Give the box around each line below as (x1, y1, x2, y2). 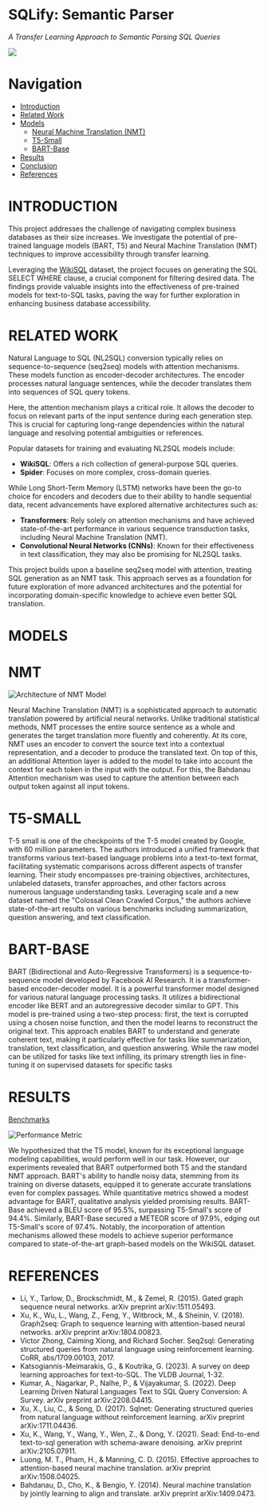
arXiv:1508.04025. (19, 1472, 81, 1481)
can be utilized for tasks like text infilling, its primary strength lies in (8, 1051, 230, 1061)
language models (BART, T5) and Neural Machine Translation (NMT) (33, 240, 258, 250)
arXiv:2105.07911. (19, 1446, 77, 1456)
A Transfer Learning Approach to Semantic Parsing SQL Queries (8, 32, 221, 42)
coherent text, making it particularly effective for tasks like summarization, (8, 1035, 252, 1044)
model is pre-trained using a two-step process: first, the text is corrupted (8, 1009, 249, 1019)
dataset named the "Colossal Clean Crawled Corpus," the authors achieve (8, 895, 251, 904)
